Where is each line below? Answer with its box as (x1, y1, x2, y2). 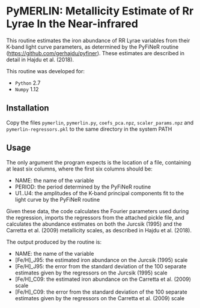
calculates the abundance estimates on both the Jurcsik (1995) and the (6, 220, 182, 228)
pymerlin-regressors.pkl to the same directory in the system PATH (6, 125, 172, 133)
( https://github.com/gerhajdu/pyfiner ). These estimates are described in (6, 49, 185, 56)
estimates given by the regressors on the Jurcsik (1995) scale (14, 269, 168, 276)
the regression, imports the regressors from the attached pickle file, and (6, 214, 184, 221)
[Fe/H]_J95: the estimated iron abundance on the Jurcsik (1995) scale (14, 256, 188, 264)
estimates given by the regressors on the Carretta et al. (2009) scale (14, 294, 185, 301)
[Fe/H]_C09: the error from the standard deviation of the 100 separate (14, 288, 187, 295)
